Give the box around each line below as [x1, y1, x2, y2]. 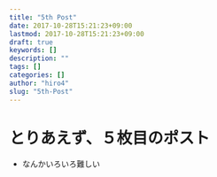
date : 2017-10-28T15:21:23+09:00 [9, 21, 133, 30]
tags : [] [9, 63, 42, 72]
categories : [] [9, 71, 66, 80]
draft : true [9, 37, 53, 47]
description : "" [9, 54, 69, 63]
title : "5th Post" [9, 12, 77, 22]
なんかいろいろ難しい [21, 158, 100, 169]
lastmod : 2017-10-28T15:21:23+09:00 [9, 29, 144, 38]
